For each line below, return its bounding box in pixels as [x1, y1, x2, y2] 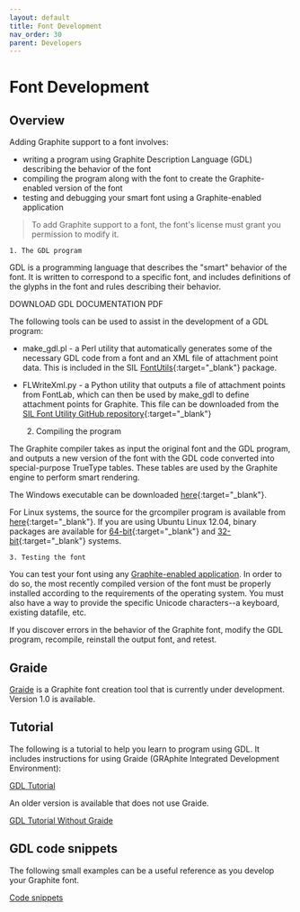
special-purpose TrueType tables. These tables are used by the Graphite [9, 463, 278, 474]
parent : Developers [9, 38, 83, 48]
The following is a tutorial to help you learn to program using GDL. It [9, 744, 260, 754]
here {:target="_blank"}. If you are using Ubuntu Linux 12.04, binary [9, 517, 257, 528]
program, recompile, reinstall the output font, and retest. [9, 634, 217, 645]
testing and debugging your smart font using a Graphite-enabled [22, 193, 262, 203]
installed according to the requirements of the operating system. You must [9, 588, 285, 599]
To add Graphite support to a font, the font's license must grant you [31, 220, 281, 230]
